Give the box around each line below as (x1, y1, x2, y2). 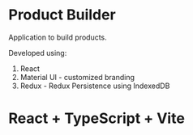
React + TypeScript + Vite (8, 109, 185, 128)
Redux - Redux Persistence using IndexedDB (19, 81, 170, 91)
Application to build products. (8, 32, 107, 42)
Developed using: (8, 48, 67, 57)
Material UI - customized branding (19, 72, 135, 82)
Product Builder (8, 6, 116, 24)
